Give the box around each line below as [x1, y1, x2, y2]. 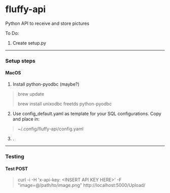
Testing [5, 153, 24, 160]
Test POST [5, 166, 28, 172]
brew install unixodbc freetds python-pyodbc [17, 101, 112, 107]
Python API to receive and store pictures [5, 20, 90, 26]
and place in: [12, 116, 40, 122]
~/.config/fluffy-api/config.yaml [17, 126, 83, 132]
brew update [17, 91, 45, 97]
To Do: [5, 30, 19, 36]
